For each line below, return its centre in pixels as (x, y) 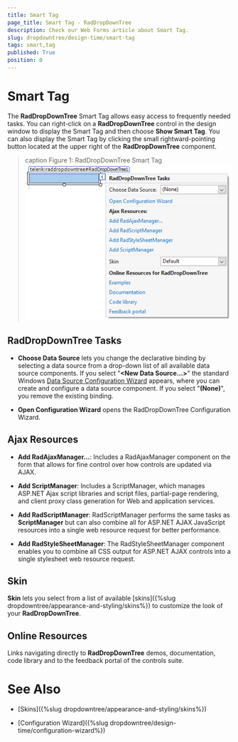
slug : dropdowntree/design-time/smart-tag (71, 38)
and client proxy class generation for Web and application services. (116, 501)
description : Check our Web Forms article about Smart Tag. (98, 30)
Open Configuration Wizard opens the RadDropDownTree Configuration (124, 409)
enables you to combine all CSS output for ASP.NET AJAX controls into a (124, 551)
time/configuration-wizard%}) (61, 731)
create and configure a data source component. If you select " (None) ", (121, 388)
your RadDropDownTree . (44, 614)
